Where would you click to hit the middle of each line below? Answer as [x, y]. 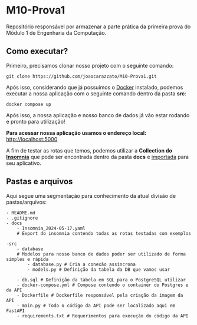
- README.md [21, 213]
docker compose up [29, 104]
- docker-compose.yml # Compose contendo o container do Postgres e [103, 285]
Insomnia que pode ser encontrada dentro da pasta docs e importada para [97, 157]
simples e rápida [27, 259]
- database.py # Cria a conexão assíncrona [81, 264]
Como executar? [37, 52]
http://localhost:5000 [32, 139]
